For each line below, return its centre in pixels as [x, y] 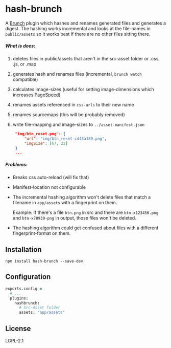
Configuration [28, 277]
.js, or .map [25, 64]
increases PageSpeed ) [36, 95]
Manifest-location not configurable [49, 187]
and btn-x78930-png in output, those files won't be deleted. [74, 218]
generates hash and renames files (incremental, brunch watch [77, 74]
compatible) [25, 79]
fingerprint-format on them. [42, 233]
